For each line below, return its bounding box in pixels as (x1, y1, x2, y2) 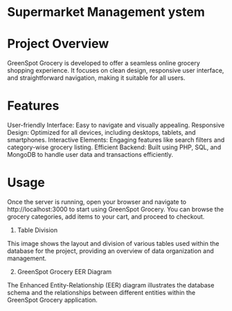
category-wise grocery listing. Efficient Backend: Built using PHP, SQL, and (7, 143, 222, 151)
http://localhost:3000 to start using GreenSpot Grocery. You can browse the (7, 205, 224, 213)
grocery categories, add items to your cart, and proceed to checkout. (7, 212, 205, 221)
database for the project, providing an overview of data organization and (7, 247, 214, 255)
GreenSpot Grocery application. (7, 296, 98, 304)
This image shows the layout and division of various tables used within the (7, 239, 220, 247)
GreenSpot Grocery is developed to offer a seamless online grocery (7, 59, 201, 67)
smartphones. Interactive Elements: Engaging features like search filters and (7, 136, 225, 144)
